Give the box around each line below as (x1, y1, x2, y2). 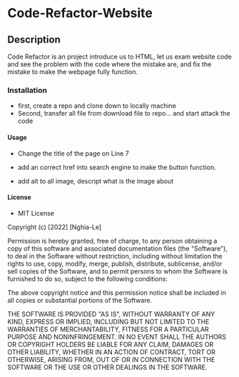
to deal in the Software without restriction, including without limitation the (7, 251, 223, 260)
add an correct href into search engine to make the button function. (17, 163, 216, 171)
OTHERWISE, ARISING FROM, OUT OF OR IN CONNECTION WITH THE (7, 355, 215, 363)
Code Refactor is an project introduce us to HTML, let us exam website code (7, 52, 232, 61)
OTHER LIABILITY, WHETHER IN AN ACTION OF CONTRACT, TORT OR (7, 348, 215, 356)
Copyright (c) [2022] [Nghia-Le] (7, 223, 102, 231)
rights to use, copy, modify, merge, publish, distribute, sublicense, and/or (7, 259, 223, 268)
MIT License (17, 208, 55, 217)
